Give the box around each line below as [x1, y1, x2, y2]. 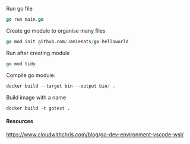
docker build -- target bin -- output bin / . [6, 83, 116, 89]
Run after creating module [6, 49, 70, 56]
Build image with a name [6, 94, 66, 101]
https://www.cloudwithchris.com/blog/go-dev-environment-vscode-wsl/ [6, 130, 184, 138]
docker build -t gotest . [6, 105, 70, 111]
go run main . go [6, 17, 44, 23]
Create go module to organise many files [6, 27, 106, 34]
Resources [6, 118, 34, 125]
